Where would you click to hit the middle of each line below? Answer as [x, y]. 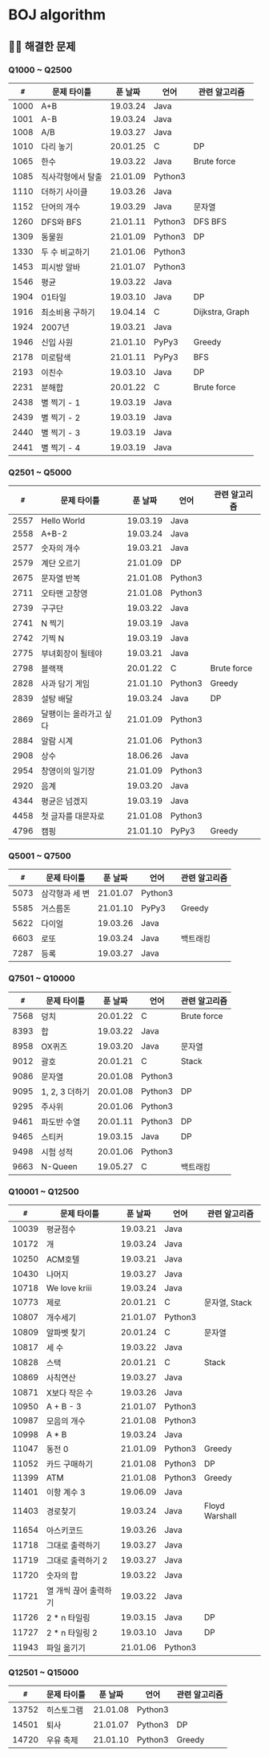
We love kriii [69, 1288]
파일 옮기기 [66, 1648]
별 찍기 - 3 [61, 433]
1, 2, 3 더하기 [66, 1091]
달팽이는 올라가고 [72, 714]
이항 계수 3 [66, 1493]
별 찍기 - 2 [61, 418]
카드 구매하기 [70, 1465]
